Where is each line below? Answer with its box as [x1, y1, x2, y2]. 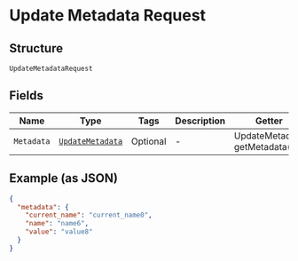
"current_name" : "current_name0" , [25, 210, 153, 220]
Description [175, 115, 226, 127]
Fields [9, 88, 44, 103]
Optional [131, 135, 167, 147]
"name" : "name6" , [25, 219, 90, 228]
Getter [255, 115, 284, 127]
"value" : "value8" [25, 227, 93, 236]
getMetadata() [233, 140, 294, 153]
